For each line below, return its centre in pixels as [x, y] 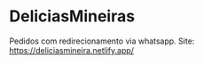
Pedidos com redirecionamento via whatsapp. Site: [102, 41]
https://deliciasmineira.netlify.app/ [72, 50]
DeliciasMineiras [72, 16]
